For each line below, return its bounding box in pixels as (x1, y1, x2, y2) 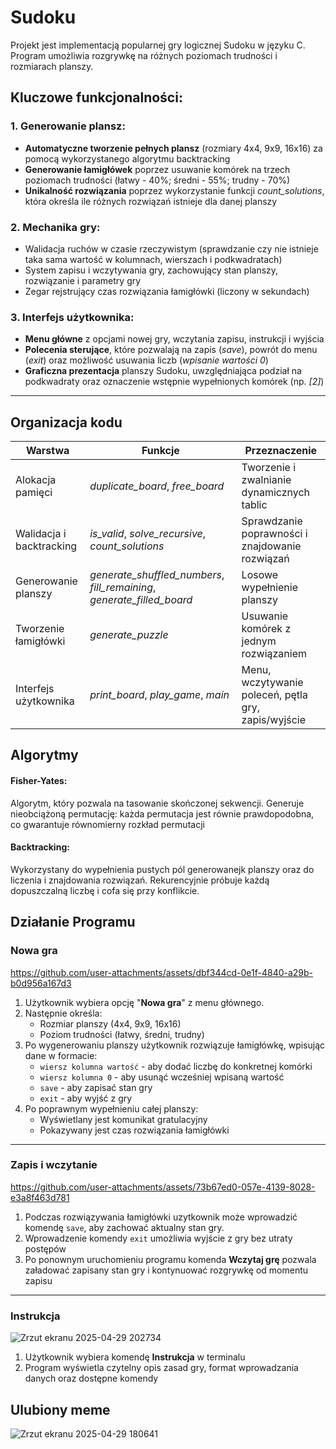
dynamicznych (241, 486, 311, 500)
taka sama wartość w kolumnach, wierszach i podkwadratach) (24, 253, 283, 265)
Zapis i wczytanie (10, 1158, 98, 1172)
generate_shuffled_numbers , (89, 568, 225, 582)
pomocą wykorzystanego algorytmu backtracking (24, 152, 231, 165)
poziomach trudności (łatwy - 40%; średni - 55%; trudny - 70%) (24, 174, 291, 186)
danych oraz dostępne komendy (24, 1372, 159, 1385)
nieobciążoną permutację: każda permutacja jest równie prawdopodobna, (10, 807, 315, 820)
